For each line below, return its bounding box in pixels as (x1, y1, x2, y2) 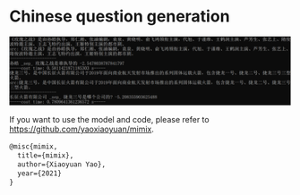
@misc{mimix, (9, 141, 58, 151)
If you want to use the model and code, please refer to (9, 114, 210, 124)
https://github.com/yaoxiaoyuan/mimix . (9, 123, 155, 134)
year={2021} (17, 168, 63, 178)
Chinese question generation (9, 6, 230, 27)
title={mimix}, (17, 150, 74, 160)
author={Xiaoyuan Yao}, (17, 159, 106, 169)
